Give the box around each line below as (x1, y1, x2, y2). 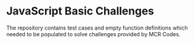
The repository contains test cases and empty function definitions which (6, 24, 188, 31)
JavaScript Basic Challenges (6, 4, 154, 18)
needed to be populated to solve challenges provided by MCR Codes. (6, 30, 181, 37)
